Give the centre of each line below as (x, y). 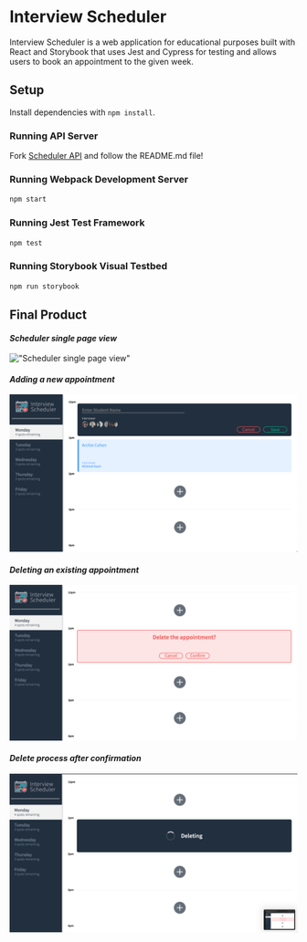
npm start (28, 199)
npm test (26, 243)
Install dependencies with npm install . (82, 112)
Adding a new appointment (63, 379)
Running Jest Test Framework (77, 223)
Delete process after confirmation (75, 759)
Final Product (48, 314)
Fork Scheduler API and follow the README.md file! (106, 156)
